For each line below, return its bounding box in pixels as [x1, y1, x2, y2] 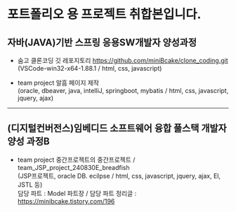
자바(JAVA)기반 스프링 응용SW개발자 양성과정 [7, 36, 197, 48]
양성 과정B [7, 136, 51, 148]
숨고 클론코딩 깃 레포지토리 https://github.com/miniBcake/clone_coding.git [17, 57, 228, 64]
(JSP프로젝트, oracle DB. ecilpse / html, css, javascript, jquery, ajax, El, [17, 171, 221, 180]
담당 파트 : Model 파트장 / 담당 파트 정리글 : [17, 189, 137, 197]
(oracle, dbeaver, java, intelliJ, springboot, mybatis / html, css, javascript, [17, 87, 229, 94]
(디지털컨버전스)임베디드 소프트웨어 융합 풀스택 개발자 [7, 122, 227, 134]
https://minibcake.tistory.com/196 [17, 197, 115, 205]
